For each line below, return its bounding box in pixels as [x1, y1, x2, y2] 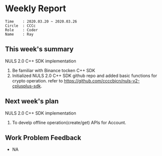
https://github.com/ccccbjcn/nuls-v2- [64, 78, 140, 83]
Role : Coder [5, 27, 38, 32]
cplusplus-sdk [12, 83, 41, 89]
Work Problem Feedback [5, 134, 81, 142]
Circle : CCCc [5, 23, 36, 28]
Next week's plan [5, 97, 59, 105]
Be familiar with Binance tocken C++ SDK [12, 67, 95, 73]
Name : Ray [5, 32, 34, 37]
